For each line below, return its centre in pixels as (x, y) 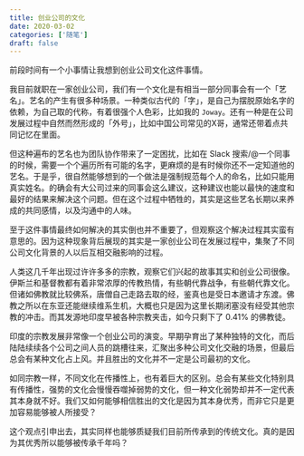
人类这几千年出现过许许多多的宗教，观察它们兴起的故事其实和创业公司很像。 (152, 272)
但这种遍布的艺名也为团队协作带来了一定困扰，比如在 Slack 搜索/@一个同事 (150, 154)
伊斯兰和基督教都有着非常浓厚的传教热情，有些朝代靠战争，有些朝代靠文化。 (152, 283)
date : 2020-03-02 (42, 26)
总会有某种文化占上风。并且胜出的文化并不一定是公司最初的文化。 (132, 359)
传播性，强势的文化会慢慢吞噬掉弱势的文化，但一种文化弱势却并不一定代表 (156, 390)
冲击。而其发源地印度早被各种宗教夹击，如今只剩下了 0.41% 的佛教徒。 (158, 317)
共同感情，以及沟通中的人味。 (81, 210)
